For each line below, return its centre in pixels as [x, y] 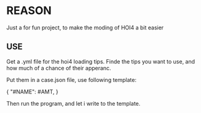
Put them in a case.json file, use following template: [72, 79]
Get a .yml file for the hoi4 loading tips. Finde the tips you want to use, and [101, 61]
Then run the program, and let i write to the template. [73, 103]
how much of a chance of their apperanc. [59, 68]
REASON [29, 11]
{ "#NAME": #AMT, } [32, 92]
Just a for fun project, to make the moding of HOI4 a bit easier [85, 27]
